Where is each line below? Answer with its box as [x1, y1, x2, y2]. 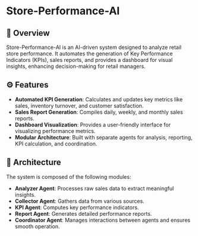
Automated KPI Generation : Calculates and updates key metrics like [14, 95, 183, 103]
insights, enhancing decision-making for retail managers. [6, 63, 146, 70]
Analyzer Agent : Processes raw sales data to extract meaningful [14, 185, 174, 192]
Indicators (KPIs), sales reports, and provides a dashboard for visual [6, 57, 173, 63]
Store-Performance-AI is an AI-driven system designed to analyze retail [6, 44, 182, 51]
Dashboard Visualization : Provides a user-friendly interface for [14, 121, 171, 128]
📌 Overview [6, 28, 50, 38]
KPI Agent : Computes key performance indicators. [14, 204, 139, 211]
